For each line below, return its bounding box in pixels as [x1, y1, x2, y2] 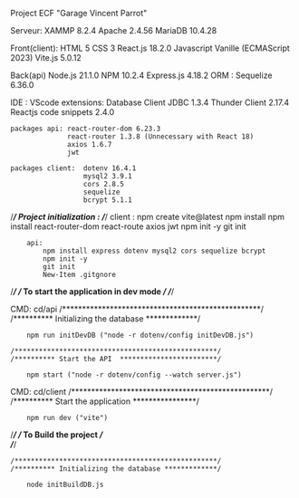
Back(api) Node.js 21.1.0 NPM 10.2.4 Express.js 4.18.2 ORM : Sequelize [10, 70, 273, 81]
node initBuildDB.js [26, 480, 104, 489]
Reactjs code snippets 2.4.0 [10, 107, 115, 117]
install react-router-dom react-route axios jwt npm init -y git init [10, 221, 247, 232]
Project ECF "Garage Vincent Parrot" [10, 8, 148, 18]
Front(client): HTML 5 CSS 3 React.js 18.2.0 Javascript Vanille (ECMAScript [10, 43, 291, 53]
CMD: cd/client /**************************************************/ [10, 387, 274, 397]
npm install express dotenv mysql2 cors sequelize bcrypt [43, 246, 266, 255]
